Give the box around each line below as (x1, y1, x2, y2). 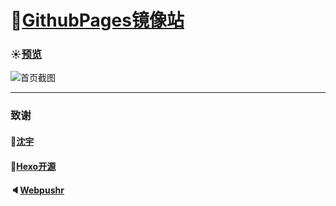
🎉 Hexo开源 (10, 160, 57, 172)
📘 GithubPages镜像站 (10, 9, 185, 32)
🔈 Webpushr (10, 184, 65, 196)
